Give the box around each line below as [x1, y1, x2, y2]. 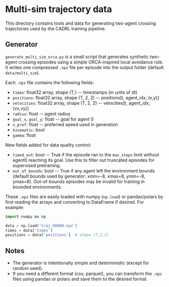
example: [5, 204, 24, 210]
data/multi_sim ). [5, 70, 40, 76]
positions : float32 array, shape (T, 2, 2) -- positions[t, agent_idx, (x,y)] [12, 94, 159, 100]
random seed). [12, 265, 43, 271]
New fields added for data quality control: [5, 142, 92, 148]
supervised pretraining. [12, 162, 61, 168]
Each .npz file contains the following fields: [5, 79, 95, 85]
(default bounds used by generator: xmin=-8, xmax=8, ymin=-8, [12, 173, 145, 179]
